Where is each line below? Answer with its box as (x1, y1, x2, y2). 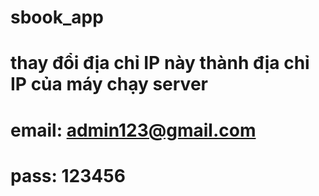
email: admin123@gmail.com (10, 119, 257, 141)
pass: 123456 (10, 164, 126, 187)
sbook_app (10, 6, 104, 29)
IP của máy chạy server (10, 73, 208, 96)
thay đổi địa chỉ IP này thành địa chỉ (10, 52, 310, 75)
